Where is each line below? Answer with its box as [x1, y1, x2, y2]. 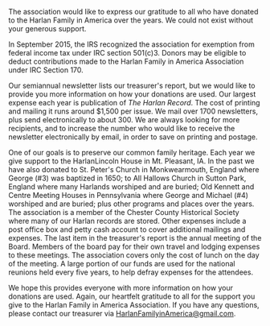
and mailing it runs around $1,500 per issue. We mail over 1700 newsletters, [8, 106, 259, 116]
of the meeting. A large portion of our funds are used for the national [8, 259, 235, 268]
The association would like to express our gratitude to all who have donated [8, 7, 259, 16]
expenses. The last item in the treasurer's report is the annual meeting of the [8, 233, 262, 242]
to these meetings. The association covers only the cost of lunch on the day [8, 250, 260, 260]
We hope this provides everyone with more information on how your [8, 283, 234, 292]
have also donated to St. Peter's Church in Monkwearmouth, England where [8, 165, 260, 174]
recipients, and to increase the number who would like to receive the [8, 124, 235, 133]
